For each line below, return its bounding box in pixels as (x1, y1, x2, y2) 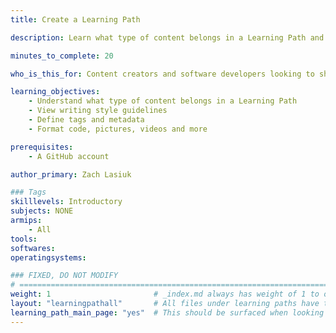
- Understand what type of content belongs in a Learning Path (28, 96, 298, 106)
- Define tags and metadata (28, 115, 145, 125)
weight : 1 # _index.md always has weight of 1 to (10, 289, 320, 300)
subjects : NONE (10, 206, 74, 216)
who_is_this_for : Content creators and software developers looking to (10, 69, 315, 79)
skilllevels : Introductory (10, 197, 123, 207)
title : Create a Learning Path (10, 14, 141, 25)
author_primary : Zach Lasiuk (10, 169, 132, 180)
